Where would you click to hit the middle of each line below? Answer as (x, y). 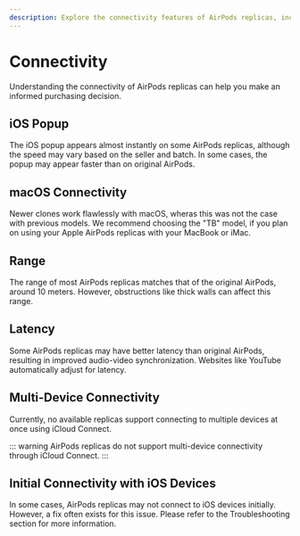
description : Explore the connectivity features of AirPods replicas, (143, 17)
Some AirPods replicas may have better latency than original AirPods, (137, 350)
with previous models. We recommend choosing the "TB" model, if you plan (149, 223)
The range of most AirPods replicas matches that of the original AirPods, (143, 282)
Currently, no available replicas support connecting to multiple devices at (144, 419)
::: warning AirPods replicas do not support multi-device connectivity (136, 446)
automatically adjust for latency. (68, 369)
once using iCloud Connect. (60, 428)
